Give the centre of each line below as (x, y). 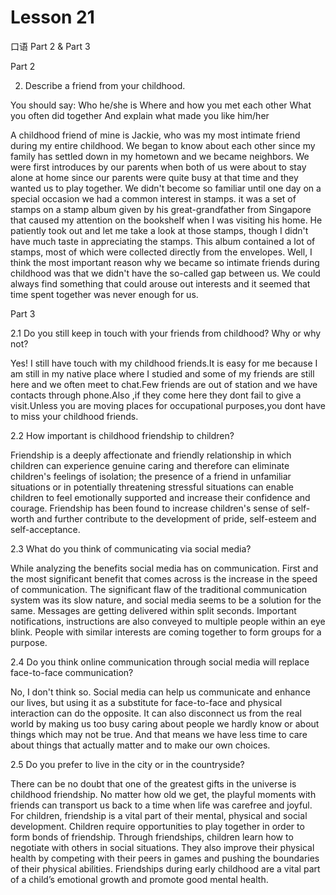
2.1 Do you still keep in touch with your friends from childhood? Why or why (166, 333)
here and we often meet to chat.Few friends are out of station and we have (164, 384)
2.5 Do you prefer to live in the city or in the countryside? (127, 764)
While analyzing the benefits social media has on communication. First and (164, 568)
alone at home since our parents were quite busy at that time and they (154, 177)
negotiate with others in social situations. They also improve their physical (162, 847)
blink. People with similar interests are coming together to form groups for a (166, 632)
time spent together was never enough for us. (104, 294)
